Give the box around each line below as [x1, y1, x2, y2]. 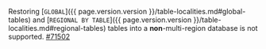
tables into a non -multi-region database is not [107, 24, 258, 32]
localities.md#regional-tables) [8, 24, 106, 32]
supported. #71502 [8, 32, 71, 41]
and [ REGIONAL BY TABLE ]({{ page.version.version [33, 15, 192, 24]
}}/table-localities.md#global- [148, 7, 246, 16]
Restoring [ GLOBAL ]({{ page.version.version [8, 7, 148, 16]
